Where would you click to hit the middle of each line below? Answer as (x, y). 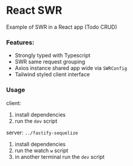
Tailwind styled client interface (52, 75)
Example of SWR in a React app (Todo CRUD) (62, 27)
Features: (20, 42)
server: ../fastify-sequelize (42, 133)
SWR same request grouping (50, 62)
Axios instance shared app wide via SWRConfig (71, 68)
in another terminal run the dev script (60, 156)
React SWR (34, 10)
